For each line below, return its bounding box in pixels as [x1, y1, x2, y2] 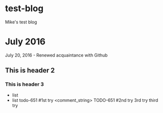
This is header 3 [5, 81, 44, 88]
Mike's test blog [5, 19, 38, 25]
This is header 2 [5, 66, 55, 75]
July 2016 [5, 36, 45, 47]
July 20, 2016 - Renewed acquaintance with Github [5, 52, 108, 58]
